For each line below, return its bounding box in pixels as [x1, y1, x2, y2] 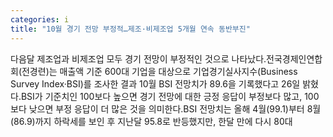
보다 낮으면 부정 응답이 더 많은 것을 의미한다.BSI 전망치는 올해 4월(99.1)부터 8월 [10, 102, 322, 115]
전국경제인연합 [266, 52, 323, 65]
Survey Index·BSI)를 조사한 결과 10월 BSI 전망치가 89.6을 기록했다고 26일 [10, 77, 301, 90]
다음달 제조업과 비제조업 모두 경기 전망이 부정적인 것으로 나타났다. [10, 52, 267, 65]
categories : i [10, 14, 70, 25]
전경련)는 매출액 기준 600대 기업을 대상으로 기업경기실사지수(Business [21, 65, 298, 77]
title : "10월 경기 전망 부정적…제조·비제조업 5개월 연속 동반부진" [10, 24, 251, 34]
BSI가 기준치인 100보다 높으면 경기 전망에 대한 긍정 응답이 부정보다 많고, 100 [20, 90, 320, 102]
